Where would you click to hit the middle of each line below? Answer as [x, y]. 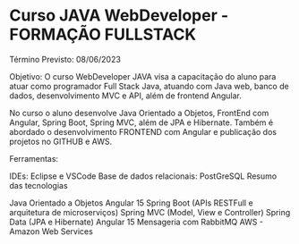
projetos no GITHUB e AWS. [61, 141]
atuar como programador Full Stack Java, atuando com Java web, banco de [149, 86]
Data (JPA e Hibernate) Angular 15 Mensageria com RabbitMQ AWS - [137, 222]
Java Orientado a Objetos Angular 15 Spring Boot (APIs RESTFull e [131, 203]
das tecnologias [39, 185]
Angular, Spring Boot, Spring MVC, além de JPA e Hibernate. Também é [141, 122]
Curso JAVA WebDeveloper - [119, 16]
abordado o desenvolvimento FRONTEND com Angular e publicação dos [143, 131]
